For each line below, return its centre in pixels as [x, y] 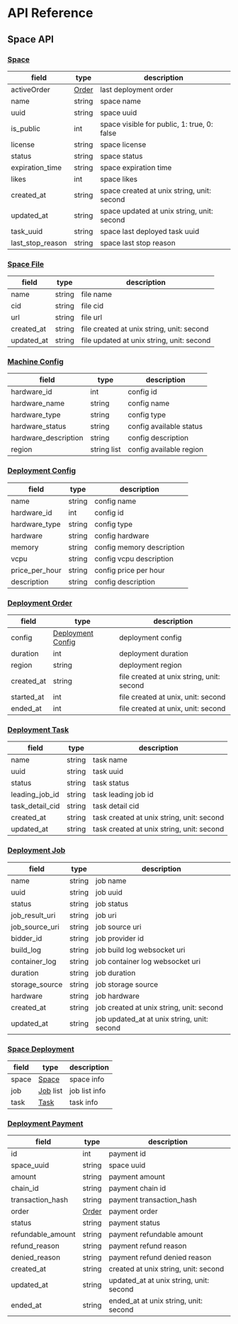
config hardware [122, 535]
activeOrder [31, 89]
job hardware [118, 996]
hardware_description [47, 438]
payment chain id [137, 1189]
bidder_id [27, 938]
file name [96, 294]
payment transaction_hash [153, 1200]
